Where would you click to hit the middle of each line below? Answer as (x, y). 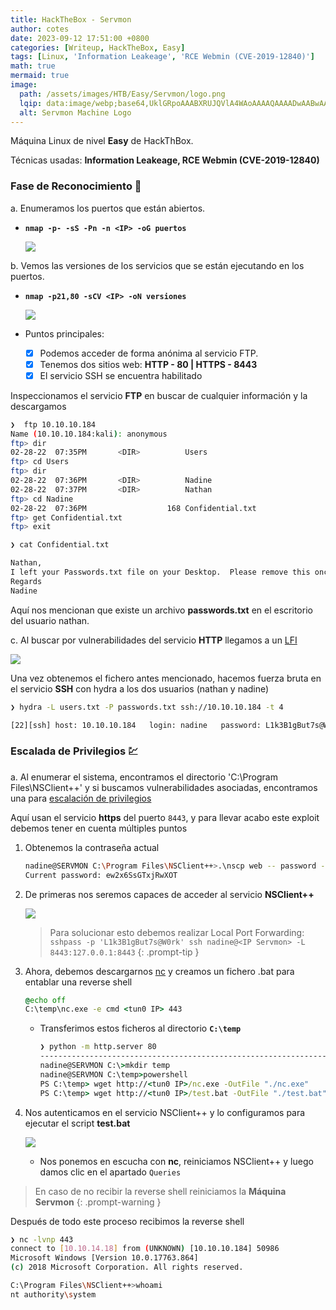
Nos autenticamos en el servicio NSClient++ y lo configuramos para (165, 1112)
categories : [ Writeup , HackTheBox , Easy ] (98, 47)
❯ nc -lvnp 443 (42, 1239)
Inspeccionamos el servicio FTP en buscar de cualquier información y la (159, 395)
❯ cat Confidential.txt (60, 545)
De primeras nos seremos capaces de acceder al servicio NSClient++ (169, 894)
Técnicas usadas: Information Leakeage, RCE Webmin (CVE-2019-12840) (165, 160)
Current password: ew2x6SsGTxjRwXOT (101, 875)
